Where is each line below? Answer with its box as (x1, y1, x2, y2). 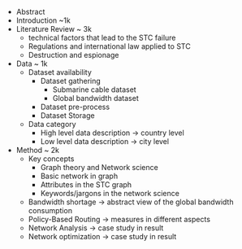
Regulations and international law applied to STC (28, 41, 191, 51)
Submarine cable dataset (52, 85, 136, 94)
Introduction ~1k (15, 15, 71, 25)
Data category (28, 120, 76, 129)
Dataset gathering (40, 76, 102, 85)
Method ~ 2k (15, 146, 59, 155)
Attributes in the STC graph (40, 180, 132, 190)
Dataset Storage (40, 111, 95, 120)
